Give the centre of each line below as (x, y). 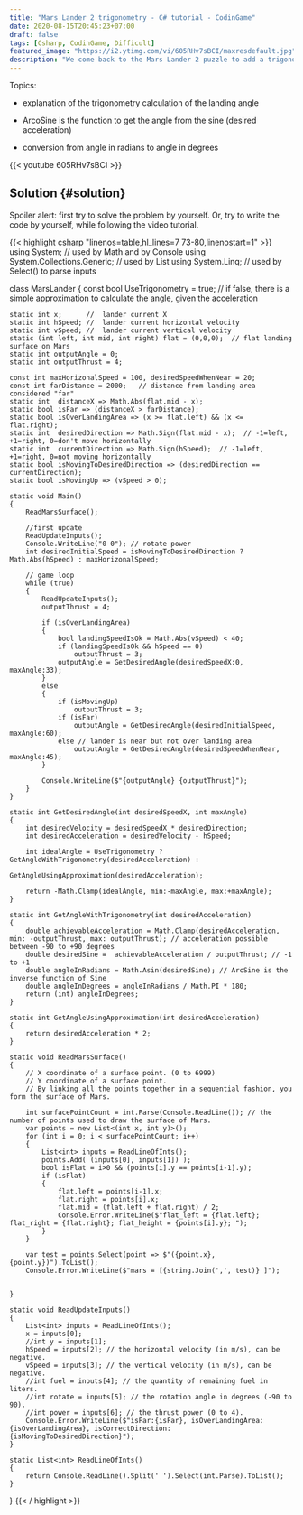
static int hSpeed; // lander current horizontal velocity (125, 322)
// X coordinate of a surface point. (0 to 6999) (121, 1073)
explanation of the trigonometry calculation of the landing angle (141, 103)
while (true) (50, 583)
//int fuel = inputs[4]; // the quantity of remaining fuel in (147, 1381)
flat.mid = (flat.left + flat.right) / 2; (138, 1207)
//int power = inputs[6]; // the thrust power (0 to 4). (135, 1413)
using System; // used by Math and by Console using (107, 251)
